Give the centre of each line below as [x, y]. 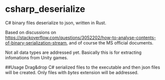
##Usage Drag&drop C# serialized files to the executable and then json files [82, 67]
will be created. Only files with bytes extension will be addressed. [72, 72]
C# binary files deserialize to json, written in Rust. [56, 23]
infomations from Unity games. [37, 57]
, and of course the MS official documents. [110, 42]
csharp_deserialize [45, 9]
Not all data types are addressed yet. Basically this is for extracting [74, 52]
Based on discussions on [31, 32]
